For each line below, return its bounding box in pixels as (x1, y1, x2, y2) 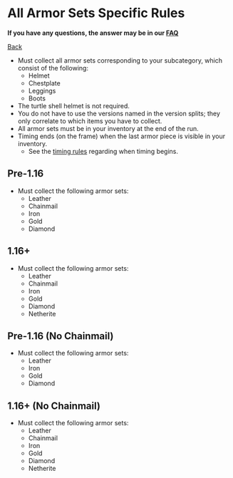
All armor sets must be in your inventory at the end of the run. (17, 124, 200, 133)
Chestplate (28, 78, 61, 87)
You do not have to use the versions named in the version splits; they (17, 109, 221, 118)
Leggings (28, 86, 56, 95)
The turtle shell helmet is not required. (17, 101, 130, 110)
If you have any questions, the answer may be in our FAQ (7, 28, 179, 37)
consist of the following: (17, 63, 89, 72)
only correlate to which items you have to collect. (17, 116, 162, 125)
